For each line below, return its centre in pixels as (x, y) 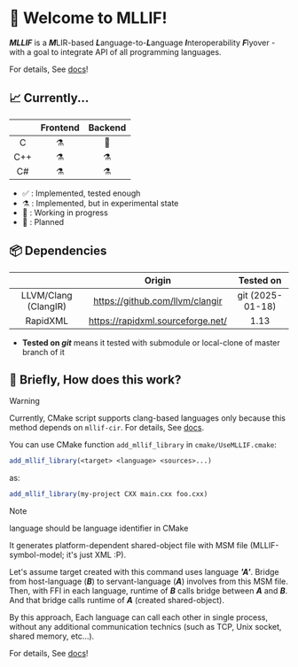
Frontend (60, 128)
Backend (107, 128)
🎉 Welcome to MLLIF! (88, 18)
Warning (24, 401)
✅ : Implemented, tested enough (81, 193)
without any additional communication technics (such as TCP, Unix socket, (145, 627)
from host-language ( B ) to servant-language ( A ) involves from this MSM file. (149, 582)
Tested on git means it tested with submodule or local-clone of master (151, 342)
